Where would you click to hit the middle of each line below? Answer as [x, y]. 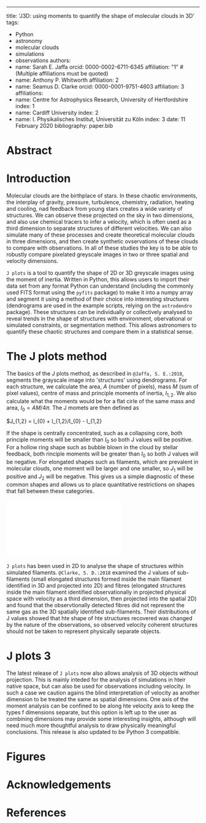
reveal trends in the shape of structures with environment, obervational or [99, 319]
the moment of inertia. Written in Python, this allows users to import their [98, 280]
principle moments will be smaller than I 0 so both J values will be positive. [100, 440]
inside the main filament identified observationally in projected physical [96, 592]
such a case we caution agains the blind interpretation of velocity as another [103, 693]
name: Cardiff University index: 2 [57, 112]
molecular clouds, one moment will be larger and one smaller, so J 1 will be [100, 469]
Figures [26, 756]
